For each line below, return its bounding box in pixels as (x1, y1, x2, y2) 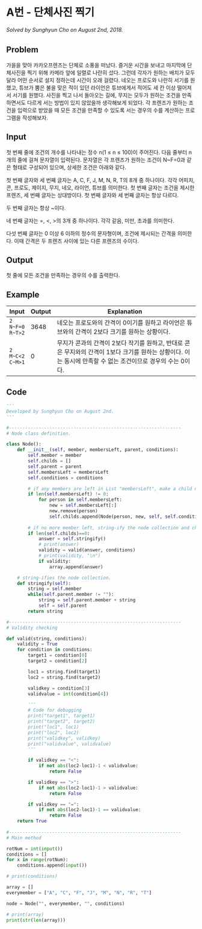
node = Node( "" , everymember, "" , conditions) (6, 900, 125, 907)
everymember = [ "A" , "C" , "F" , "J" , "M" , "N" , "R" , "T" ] (6, 889, 152, 896)
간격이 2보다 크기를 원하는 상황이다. (75, 328, 171, 336)
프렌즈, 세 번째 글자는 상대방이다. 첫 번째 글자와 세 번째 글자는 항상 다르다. (6, 191, 179, 198)
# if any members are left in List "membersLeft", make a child (28, 485, 192, 492)
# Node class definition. (6, 431, 71, 437)
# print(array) (6, 912, 44, 918)
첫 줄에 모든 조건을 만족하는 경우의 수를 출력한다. (6, 272, 120, 279)
